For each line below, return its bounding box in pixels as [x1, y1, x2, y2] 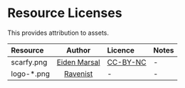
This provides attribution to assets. [7, 28, 109, 37]
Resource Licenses [7, 5, 122, 21]
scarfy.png [11, 57, 48, 67]
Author [66, 45, 91, 55]
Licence [107, 45, 135, 55]
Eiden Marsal [56, 57, 101, 67]
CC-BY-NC [107, 57, 147, 67]
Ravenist [63, 69, 93, 79]
